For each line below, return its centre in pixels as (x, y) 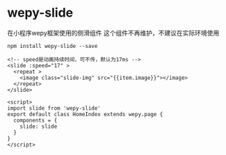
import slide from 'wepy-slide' (54, 108)
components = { (35, 120)
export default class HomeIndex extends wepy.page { (85, 114)
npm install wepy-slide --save (53, 46)
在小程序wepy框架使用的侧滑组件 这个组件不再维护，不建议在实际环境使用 (113, 33)
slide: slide (39, 127)
